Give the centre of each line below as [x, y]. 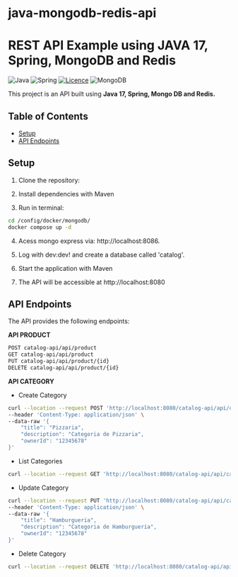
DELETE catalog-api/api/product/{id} [64, 368]
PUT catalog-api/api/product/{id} [59, 362]
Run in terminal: [41, 208]
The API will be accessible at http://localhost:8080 [91, 282]
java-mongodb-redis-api [82, 13]
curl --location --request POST [55, 408]
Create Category [42, 395]
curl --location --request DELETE [59, 566]
